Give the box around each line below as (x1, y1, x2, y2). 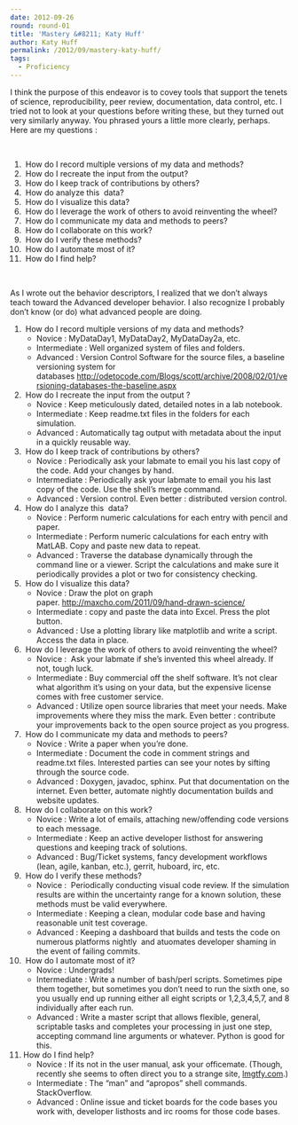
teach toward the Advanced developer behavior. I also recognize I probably (10, 296, 286, 307)
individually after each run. (35, 1002, 134, 1012)
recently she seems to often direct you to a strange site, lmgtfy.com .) (35, 1068, 289, 1079)
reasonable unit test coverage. (35, 917, 148, 928)
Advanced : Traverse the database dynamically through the (35, 549, 254, 560)
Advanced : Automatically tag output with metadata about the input (35, 427, 282, 437)
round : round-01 (10, 21, 70, 30)
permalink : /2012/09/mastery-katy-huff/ (10, 46, 162, 55)
